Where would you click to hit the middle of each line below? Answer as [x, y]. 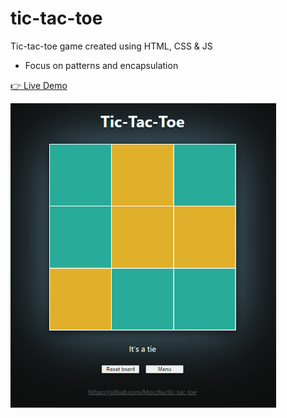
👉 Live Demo [39, 85]
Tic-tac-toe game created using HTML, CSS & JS [111, 46]
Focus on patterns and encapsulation [101, 65]
